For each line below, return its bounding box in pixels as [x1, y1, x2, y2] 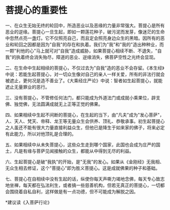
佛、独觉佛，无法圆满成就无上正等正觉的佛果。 [5, 101, 103, 107]
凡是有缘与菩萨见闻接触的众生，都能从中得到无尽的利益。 [14, 148, 134, 154]
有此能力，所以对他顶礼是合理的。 [5, 130, 76, 137]
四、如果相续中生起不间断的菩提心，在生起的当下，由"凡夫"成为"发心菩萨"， [5, 112, 164, 118]
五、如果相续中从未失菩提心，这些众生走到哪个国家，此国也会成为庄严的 [5, 142, 156, 148]
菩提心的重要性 [5, 5, 68, 16]
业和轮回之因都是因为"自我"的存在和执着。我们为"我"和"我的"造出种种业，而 [5, 41, 164, 47]
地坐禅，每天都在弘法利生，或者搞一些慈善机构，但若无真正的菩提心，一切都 [5, 182, 165, 188]
